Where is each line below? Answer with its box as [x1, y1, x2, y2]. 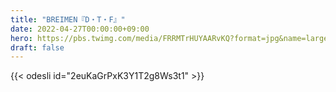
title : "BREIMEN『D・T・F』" [10, 14, 126, 25]
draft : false [10, 42, 65, 53]
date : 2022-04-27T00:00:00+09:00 [10, 24, 150, 34]
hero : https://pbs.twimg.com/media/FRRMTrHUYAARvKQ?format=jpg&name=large [10, 33, 329, 43]
